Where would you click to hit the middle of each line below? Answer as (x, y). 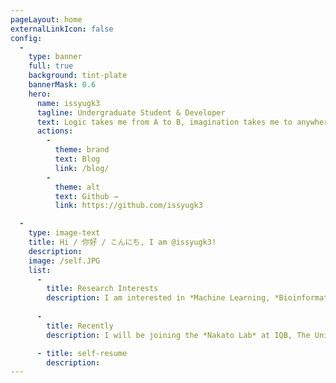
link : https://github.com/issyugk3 (128, 206)
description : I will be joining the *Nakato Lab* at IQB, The (178, 335)
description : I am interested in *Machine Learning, (158, 298)
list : (40, 270)
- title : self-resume (82, 353)
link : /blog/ (82, 168)
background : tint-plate (78, 76)
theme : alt (77, 187)
